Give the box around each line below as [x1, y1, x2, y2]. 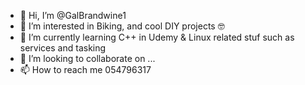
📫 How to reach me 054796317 [19, 64, 152, 75]
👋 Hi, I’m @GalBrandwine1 [19, 10, 127, 21]
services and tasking [19, 42, 107, 54]
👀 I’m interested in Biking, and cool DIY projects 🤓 [19, 20, 225, 32]
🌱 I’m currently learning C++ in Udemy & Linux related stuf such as [19, 31, 295, 43]
